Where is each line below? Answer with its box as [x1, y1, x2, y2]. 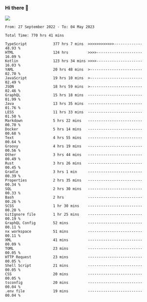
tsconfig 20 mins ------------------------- [5, 280, 143, 285]
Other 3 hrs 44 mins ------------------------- [5, 152, 143, 157]
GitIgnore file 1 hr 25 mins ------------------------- [5, 212, 143, 217]
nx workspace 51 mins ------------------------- [5, 229, 143, 234]
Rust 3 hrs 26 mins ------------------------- [5, 161, 143, 166]
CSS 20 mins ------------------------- [5, 272, 143, 277]
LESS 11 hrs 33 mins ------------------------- [5, 110, 143, 115]
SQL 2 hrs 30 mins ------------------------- [5, 187, 143, 191]
